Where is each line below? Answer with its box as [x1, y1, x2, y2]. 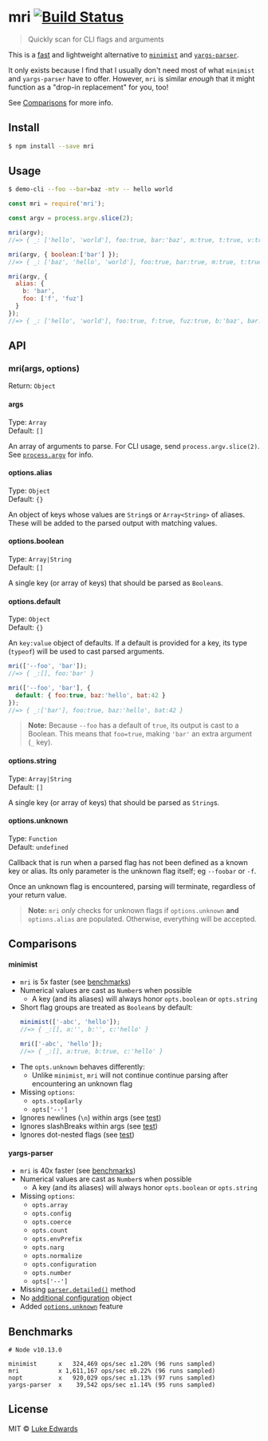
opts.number [31, 1269, 72, 1277]
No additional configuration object [19, 1293, 132, 1303]
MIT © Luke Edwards [8, 1423, 78, 1433]
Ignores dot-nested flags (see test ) [19, 1129, 135, 1139]
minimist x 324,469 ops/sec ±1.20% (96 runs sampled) [8, 1360, 216, 1368]
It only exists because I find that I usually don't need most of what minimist [8, 65, 255, 75]
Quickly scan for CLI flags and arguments [27, 34, 165, 44]
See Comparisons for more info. [8, 97, 113, 107]
